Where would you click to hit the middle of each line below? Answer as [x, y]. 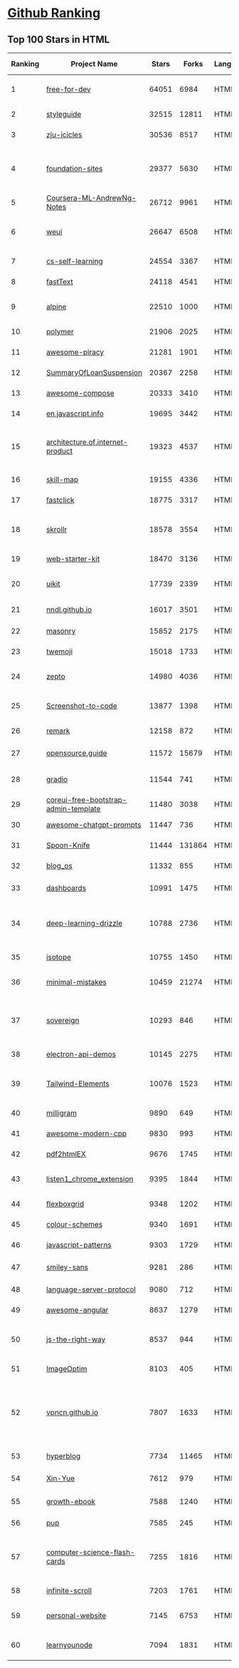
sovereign [63, 1020]
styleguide [64, 114]
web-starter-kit [73, 559]
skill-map [62, 479]
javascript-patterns [79, 1245]
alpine [56, 307]
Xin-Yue [60, 1478]
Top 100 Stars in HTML [59, 40]
